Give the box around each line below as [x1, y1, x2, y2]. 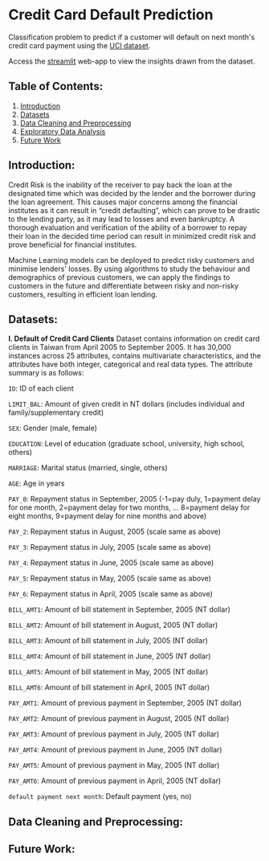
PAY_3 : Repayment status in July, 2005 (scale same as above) [8, 543, 211, 552]
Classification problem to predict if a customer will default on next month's [8, 32, 255, 42]
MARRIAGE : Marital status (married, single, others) [8, 463, 169, 473]
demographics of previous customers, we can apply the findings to [8, 272, 230, 282]
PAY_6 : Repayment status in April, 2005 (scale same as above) [8, 589, 213, 599]
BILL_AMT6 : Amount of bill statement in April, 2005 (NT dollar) [8, 683, 210, 692]
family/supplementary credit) [8, 408, 104, 417]
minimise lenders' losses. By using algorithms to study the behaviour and [8, 264, 251, 273]
